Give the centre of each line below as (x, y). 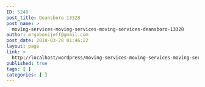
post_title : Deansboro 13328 (43, 18)
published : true (27, 63)
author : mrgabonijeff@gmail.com (47, 35)
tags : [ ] (19, 69)
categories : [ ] (27, 75)
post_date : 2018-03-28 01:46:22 (47, 40)
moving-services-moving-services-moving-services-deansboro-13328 (98, 29)
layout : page (23, 47)
